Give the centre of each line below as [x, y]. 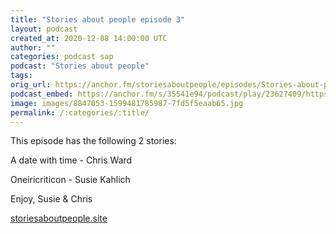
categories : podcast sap [62, 57]
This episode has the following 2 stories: [93, 141]
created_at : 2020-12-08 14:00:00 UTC [89, 38]
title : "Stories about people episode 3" [98, 19]
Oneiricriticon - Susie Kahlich [70, 180]
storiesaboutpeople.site [59, 218]
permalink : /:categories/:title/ [80, 112]
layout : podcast [44, 29]
